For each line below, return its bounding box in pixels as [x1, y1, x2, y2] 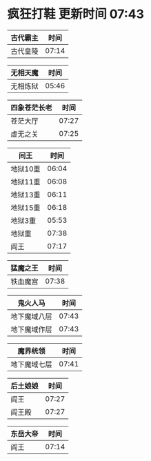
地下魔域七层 [10, 360, 53, 369]
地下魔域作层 [10, 324, 53, 334]
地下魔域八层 [10, 311, 53, 321]
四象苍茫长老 [10, 103, 53, 112]
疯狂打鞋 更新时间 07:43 [7, 6, 145, 22]
